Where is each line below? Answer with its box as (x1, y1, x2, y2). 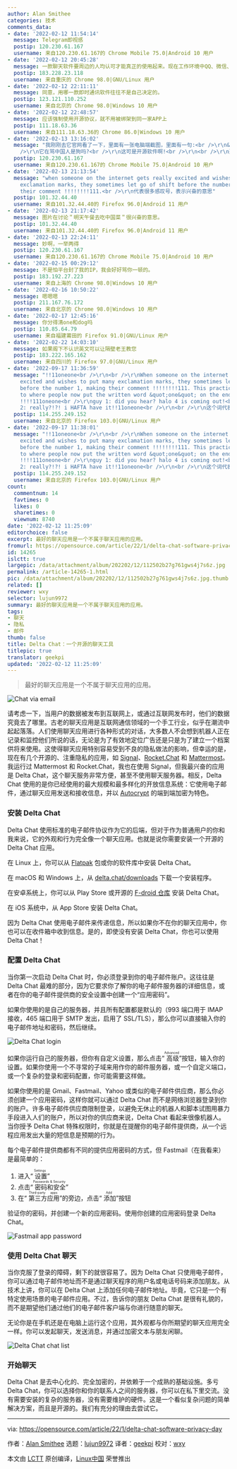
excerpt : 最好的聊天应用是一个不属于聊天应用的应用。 (7, 535, 147, 542)
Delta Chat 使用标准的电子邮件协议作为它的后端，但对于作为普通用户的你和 (7, 826, 226, 834)
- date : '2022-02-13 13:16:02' (7, 135, 99, 142)
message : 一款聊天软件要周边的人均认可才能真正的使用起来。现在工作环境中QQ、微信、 (13, 63, 233, 70)
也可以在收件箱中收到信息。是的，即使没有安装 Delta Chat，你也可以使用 (7, 927, 219, 936)
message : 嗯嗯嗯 (13, 292, 59, 300)
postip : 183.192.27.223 (13, 273, 83, 280)
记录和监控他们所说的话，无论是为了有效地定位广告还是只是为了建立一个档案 (7, 736, 230, 744)
